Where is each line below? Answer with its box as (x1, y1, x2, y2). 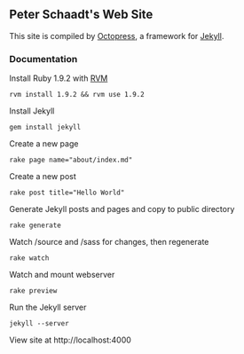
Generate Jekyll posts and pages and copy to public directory (9, 204, 235, 215)
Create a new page (9, 138, 79, 149)
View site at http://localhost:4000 (9, 334, 131, 345)
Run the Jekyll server (9, 302, 87, 313)
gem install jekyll (9, 123, 82, 132)
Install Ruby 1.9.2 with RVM (9, 73, 108, 83)
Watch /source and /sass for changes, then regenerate (9, 237, 209, 248)
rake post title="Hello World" (9, 188, 125, 198)
